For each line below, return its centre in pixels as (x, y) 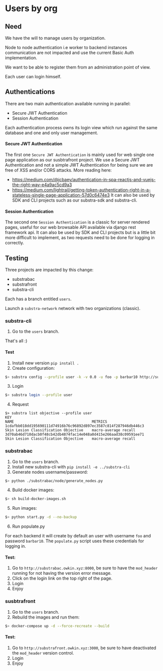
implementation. (21, 58)
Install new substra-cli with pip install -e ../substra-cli (71, 466)
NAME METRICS (56, 422)
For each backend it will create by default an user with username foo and (78, 536)
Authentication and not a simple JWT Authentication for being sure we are (79, 165)
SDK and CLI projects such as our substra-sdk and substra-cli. (74, 200)
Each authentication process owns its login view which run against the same (81, 127)
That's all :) (16, 341)
